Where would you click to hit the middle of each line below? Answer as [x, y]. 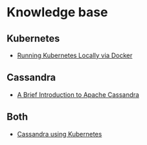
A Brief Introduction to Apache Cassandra [78, 94]
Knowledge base [57, 12]
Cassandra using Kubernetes [59, 134]
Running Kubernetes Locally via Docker [75, 55]
